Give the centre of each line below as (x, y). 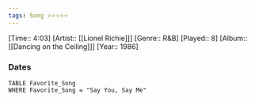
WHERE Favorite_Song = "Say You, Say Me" (78, 90)
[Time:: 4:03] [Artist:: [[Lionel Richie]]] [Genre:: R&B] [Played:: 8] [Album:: (128, 38)
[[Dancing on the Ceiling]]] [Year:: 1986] (73, 46)
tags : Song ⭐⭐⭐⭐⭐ (38, 15)
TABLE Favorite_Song (42, 83)
